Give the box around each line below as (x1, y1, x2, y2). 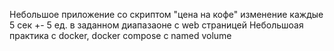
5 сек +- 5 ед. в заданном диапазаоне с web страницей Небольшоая (9, 19, 304, 31)
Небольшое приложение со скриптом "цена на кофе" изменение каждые (9, 9, 324, 20)
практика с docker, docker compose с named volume (9, 30, 232, 41)
